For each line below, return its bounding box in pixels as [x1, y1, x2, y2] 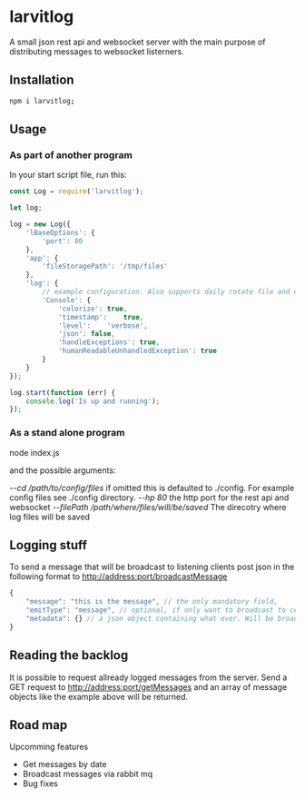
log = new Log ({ [9, 220, 71, 229]
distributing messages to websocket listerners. [9, 45, 184, 56]
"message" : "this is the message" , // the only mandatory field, [25, 597, 279, 606]
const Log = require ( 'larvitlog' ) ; [9, 187, 144, 196]
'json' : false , [57, 330, 116, 339]
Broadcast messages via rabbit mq [22, 769, 153, 780]
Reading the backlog [9, 647, 129, 664]
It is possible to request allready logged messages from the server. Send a [9, 672, 288, 683]
